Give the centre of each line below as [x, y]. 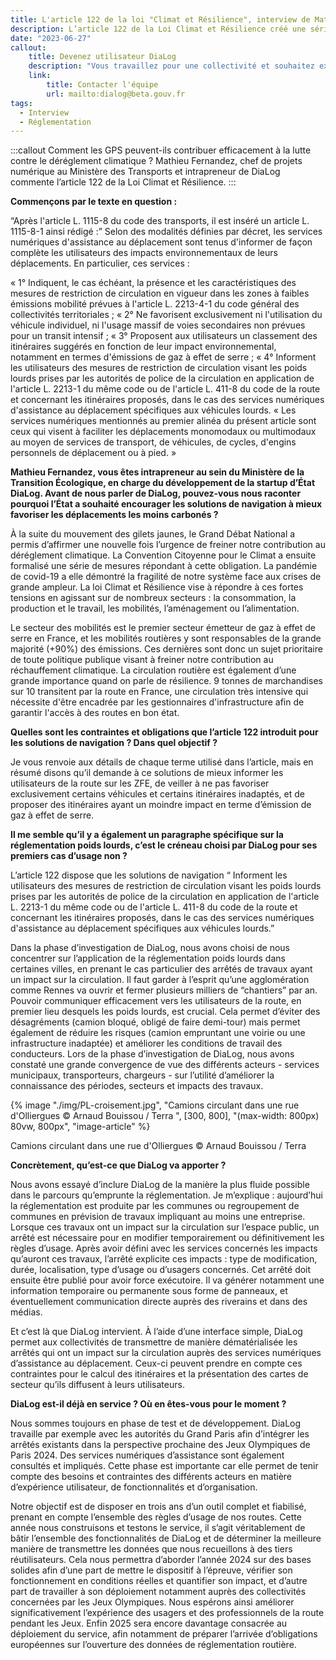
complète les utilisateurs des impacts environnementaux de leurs [144, 253]
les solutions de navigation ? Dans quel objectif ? [114, 743]
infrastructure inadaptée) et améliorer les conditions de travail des [146, 1043]
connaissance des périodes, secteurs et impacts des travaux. [137, 1086]
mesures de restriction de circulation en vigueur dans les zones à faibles [160, 293]
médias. [26, 1312]
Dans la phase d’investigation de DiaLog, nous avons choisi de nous [150, 948]
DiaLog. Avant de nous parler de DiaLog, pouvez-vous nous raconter [156, 493]
